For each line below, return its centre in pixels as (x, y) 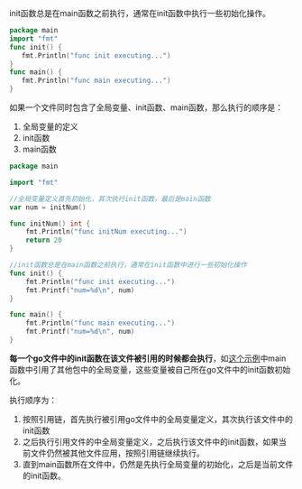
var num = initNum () (48, 207)
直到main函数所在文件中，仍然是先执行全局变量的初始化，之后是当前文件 (158, 464)
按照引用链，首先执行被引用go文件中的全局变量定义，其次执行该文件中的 (157, 419)
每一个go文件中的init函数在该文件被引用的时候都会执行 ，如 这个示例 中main (148, 358)
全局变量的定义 (50, 126)
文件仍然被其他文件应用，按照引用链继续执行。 (117, 453)
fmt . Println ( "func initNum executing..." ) (106, 232)
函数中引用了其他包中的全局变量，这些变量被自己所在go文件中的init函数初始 (150, 369)
